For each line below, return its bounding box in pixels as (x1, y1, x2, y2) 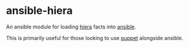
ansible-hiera (6, 4, 73, 17)
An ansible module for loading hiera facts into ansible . (6, 23, 136, 30)
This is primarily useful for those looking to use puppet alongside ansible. (6, 34, 184, 41)
